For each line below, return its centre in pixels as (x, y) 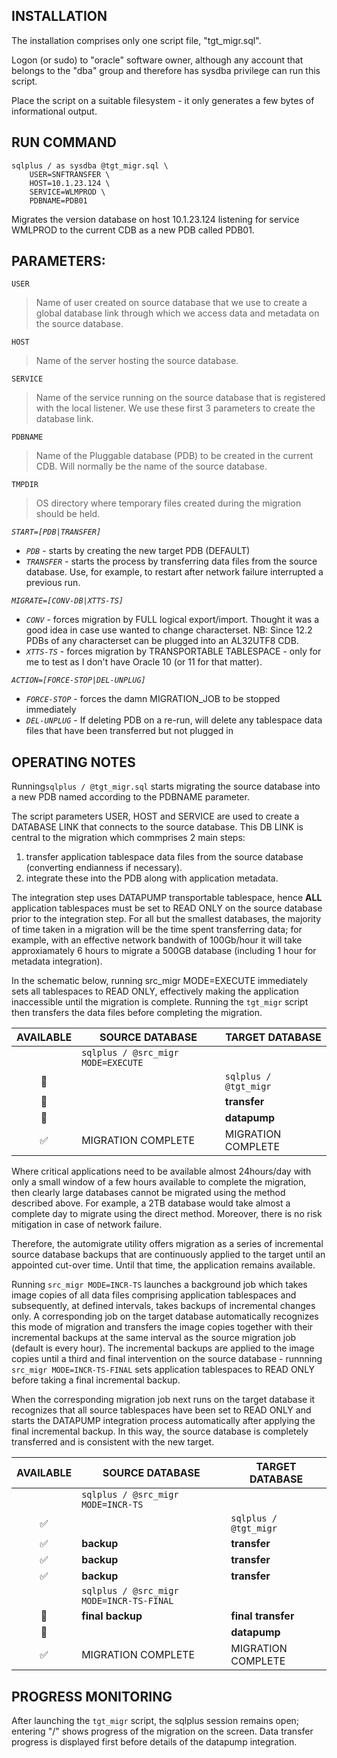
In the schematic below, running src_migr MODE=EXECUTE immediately (159, 981)
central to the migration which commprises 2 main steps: (128, 838)
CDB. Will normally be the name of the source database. (151, 466)
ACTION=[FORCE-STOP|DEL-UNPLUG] (78, 680)
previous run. (53, 583)
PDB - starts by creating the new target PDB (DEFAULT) (138, 551)
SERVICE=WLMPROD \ (67, 192)
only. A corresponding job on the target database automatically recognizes (165, 1316)
